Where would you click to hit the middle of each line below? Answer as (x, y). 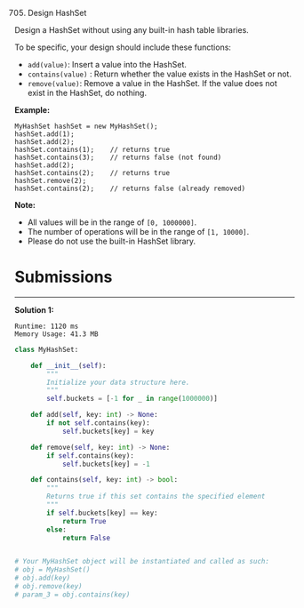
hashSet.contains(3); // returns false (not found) (118, 157)
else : (57, 529)
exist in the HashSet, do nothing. (87, 93)
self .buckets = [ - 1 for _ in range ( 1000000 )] (132, 399)
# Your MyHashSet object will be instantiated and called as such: (142, 562)
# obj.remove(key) (48, 587)
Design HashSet (57, 13)
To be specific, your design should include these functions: (123, 47)
